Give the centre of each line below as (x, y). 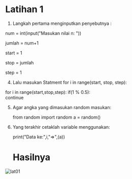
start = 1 (14, 53)
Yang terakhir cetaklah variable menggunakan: (61, 127)
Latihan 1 (24, 9)
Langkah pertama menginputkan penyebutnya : (62, 23)
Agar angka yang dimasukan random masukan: (62, 107)
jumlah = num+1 (22, 43)
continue (14, 97)
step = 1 (13, 73)
